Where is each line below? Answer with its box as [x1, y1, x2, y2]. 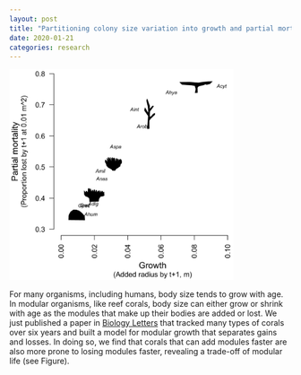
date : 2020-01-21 [9, 33, 74, 42]
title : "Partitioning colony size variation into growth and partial [9, 23, 275, 33]
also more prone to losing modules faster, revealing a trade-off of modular [9, 345, 283, 356]
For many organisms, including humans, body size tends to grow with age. [9, 288, 284, 300]
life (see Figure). [9, 355, 70, 366]
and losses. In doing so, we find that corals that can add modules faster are [9, 336, 288, 347]
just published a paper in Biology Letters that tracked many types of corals [9, 317, 285, 327]
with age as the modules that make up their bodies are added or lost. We [9, 308, 278, 318]
